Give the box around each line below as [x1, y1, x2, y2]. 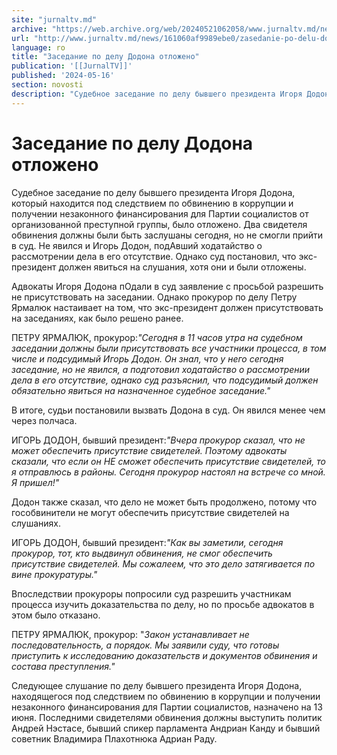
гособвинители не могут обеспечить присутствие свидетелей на [11, 506, 290, 518]
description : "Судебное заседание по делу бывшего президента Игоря [11, 89, 303, 99]
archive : [11, 24, 48, 34]
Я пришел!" [11, 476, 60, 488]
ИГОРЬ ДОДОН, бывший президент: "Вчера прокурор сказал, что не [11, 434, 306, 446]
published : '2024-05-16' [11, 71, 115, 81]
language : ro [11, 42, 66, 53]
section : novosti [11, 80, 84, 90]
